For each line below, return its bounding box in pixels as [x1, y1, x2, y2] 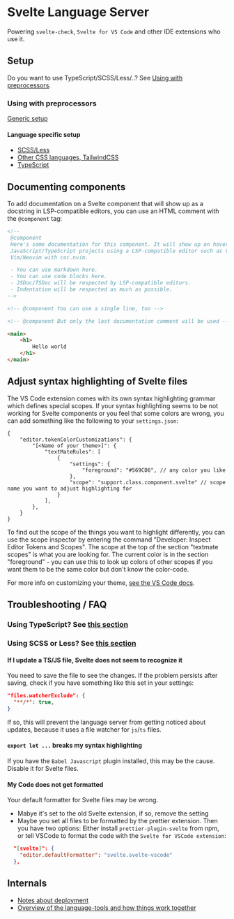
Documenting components [7, 181, 126, 193]
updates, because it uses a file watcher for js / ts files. [7, 725, 162, 734]
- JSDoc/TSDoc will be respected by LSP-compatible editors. [10, 280, 192, 287]
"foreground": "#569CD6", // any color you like [81, 466, 226, 474]
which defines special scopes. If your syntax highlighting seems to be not [7, 401, 218, 410]
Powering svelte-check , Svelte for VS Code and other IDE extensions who [7, 27, 221, 36]
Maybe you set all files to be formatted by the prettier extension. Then [17, 817, 218, 825]
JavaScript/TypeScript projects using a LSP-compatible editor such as [10, 247, 223, 254]
